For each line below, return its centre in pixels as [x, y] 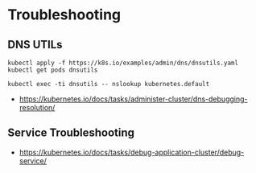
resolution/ [37, 107]
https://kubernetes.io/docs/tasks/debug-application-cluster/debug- [132, 152]
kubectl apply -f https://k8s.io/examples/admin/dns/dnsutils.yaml [123, 63]
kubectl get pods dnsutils [53, 70]
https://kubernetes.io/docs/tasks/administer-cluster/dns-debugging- [133, 99]
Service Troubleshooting [71, 133]
